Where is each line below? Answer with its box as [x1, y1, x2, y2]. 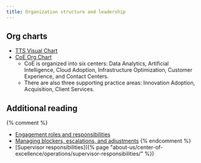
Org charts [6, 31, 48, 42]
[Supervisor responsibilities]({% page [15, 144, 109, 151]
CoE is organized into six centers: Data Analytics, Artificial [24, 60, 169, 67]
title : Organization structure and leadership [6, 8, 126, 15]
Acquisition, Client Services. [24, 86, 95, 93]
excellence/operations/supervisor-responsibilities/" [15, 150, 143, 158]
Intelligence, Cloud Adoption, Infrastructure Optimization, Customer [24, 66, 193, 74]
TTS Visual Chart [15, 47, 58, 54]
